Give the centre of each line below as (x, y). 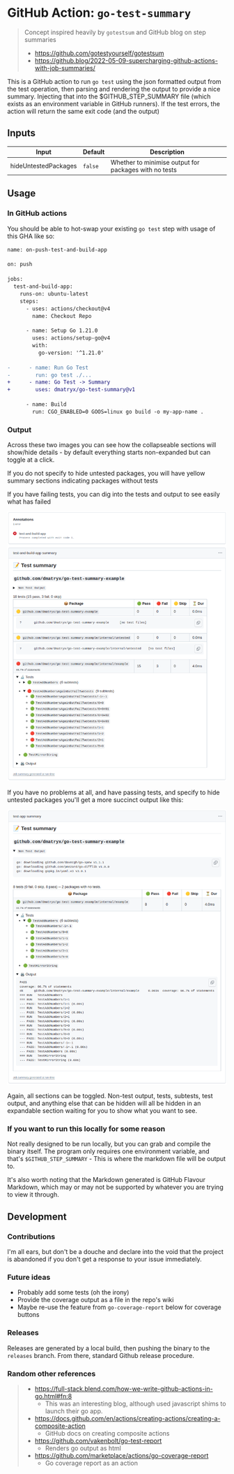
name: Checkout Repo (62, 316)
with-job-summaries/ (65, 68)
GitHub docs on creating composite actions (107, 1433)
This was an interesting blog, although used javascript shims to (135, 1404)
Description (167, 152)
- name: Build (46, 404)
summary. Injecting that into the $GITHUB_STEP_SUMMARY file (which (109, 96)
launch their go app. (74, 1411)
